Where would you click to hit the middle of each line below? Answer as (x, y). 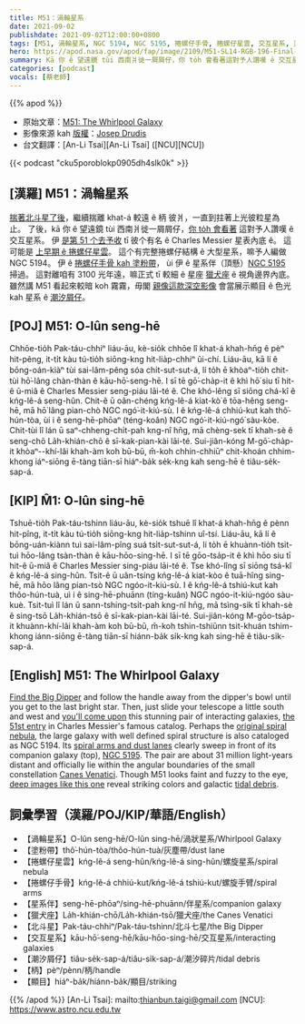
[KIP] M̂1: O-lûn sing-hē (77, 500)
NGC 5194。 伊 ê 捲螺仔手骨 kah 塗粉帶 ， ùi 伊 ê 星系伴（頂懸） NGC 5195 (148, 263)
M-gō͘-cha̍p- (270, 441)
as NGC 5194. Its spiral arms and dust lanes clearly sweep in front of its (143, 745)
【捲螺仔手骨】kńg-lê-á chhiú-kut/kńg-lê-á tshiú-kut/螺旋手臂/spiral (150, 882)
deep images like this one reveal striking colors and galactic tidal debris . (144, 784)
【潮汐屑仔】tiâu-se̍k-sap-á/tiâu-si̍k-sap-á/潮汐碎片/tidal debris (141, 958)
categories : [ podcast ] (52, 69)
